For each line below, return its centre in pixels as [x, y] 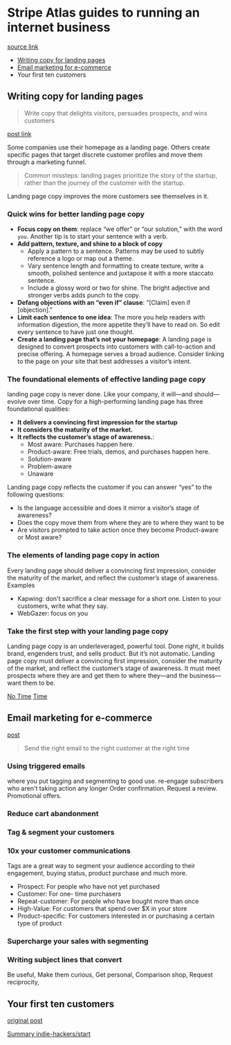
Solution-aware [49, 459]
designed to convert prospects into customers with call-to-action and [116, 346]
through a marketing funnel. [47, 162]
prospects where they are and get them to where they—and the [98, 675]
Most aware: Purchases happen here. [81, 445]
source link [23, 46]
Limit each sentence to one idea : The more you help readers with [111, 317]
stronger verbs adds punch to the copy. [84, 295]
